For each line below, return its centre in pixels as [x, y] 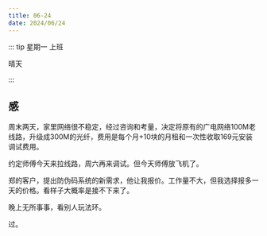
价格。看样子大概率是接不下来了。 [77, 191]
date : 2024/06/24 [37, 23]
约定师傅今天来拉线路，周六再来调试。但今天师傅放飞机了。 [106, 164]
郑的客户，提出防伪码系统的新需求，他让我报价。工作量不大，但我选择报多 [130, 180]
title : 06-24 [30, 15]
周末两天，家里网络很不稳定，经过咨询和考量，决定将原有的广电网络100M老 [132, 127]
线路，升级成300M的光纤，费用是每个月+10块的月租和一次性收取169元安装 [130, 137]
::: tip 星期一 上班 [36, 46]
